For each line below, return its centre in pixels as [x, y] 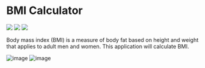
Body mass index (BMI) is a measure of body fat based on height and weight [103, 39]
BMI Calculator [45, 11]
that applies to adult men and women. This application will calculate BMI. [98, 46]
